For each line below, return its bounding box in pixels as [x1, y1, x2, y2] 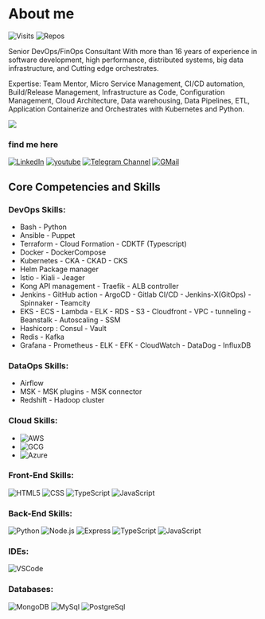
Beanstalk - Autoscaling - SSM [19, 315, 121, 325]
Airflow [19, 379, 44, 388]
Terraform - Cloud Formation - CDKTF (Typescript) [19, 239, 187, 248]
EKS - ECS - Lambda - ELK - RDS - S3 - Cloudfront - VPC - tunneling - [19, 306, 251, 316]
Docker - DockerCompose [19, 247, 107, 257]
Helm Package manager [19, 264, 99, 274]
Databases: [8, 584, 54, 595]
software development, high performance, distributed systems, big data [8, 55, 244, 64]
